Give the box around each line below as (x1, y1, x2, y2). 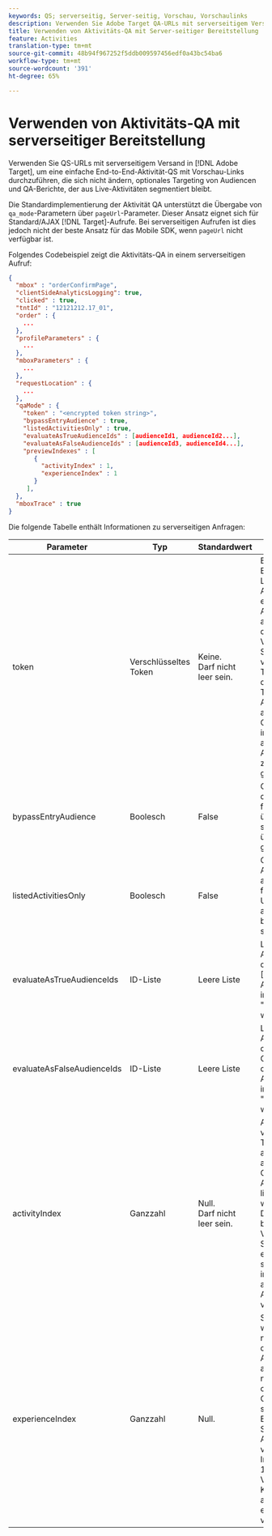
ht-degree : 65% (8, 72, 60, 80)
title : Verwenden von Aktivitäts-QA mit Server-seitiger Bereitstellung (8, 27, 259, 35)
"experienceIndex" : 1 (40, 470, 117, 478)
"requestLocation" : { (15, 379, 92, 387)
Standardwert (198, 541, 253, 552)
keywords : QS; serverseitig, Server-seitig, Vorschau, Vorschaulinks (8, 11, 249, 20)
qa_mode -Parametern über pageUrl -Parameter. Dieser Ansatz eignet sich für (8, 208, 259, 218)
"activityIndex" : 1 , (40, 462, 114, 470)
